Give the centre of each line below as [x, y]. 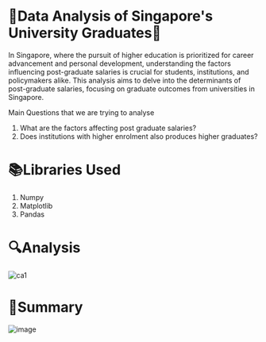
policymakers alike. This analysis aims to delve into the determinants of [125, 80]
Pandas [32, 214]
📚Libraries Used [65, 170]
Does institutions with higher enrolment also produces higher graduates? [139, 136]
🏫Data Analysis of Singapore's [110, 16]
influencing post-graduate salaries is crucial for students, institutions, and [129, 71]
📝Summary [46, 307]
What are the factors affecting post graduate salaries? [108, 128]
